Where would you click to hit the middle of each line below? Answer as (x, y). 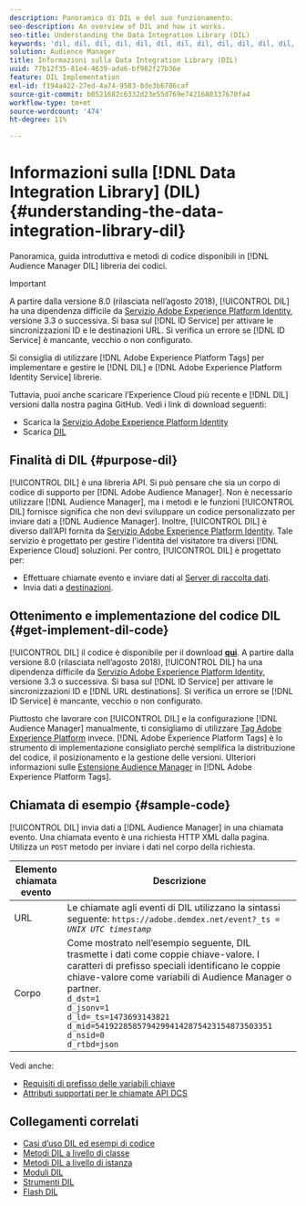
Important (28, 284)
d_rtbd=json (93, 1044)
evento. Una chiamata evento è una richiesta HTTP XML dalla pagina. (140, 837)
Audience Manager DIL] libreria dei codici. (88, 266)
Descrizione (180, 880)
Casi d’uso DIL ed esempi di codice (88, 1144)
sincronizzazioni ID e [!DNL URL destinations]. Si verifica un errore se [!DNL (152, 691)
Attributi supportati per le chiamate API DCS (105, 1093)
